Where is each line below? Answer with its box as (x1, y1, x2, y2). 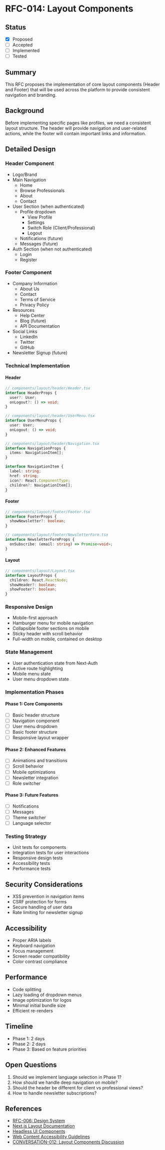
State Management (5, 648, 53, 655)
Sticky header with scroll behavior (12, 631, 83, 637)
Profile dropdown (19, 208, 56, 214)
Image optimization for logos (12, 997, 71, 1003)
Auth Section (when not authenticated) (12, 246, 92, 252)
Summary (5, 68, 36, 77)
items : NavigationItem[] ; (9, 450, 64, 455)
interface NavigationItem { (5, 464, 64, 469)
